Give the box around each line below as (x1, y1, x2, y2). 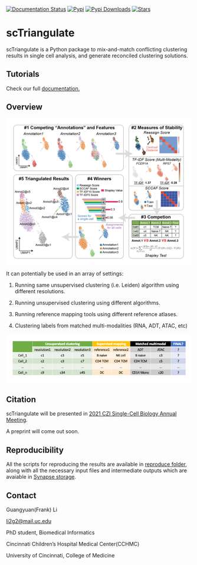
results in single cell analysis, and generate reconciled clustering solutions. (6, 52, 188, 59)
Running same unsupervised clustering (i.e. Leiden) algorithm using (14, 281, 179, 289)
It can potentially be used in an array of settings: (6, 270, 124, 277)
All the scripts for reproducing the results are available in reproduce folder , (6, 461, 188, 468)
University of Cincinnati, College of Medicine (6, 552, 115, 559)
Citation (6, 394, 37, 404)
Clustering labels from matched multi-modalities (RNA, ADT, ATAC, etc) (14, 322, 188, 329)
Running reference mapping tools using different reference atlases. (14, 311, 178, 318)
